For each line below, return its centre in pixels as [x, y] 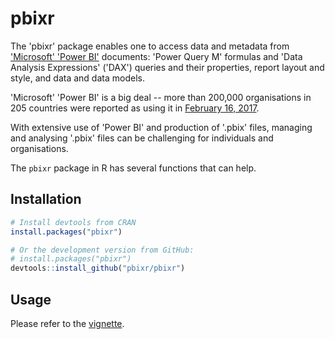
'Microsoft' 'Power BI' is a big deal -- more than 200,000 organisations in [161, 97]
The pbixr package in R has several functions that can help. [133, 168]
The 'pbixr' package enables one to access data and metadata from [150, 46]
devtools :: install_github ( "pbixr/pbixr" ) [98, 268]
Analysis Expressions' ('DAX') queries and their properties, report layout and [167, 67]
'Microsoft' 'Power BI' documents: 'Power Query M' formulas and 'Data [156, 56]
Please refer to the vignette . [67, 323]
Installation [46, 199]
